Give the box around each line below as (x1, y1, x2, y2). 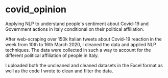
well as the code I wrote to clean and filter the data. (5, 68, 113, 74)
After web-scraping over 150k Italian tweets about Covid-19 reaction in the (5, 36, 162, 42)
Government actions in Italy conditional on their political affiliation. (5, 26, 145, 32)
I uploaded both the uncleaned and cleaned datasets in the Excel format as (5, 62, 163, 68)
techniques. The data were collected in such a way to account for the (5, 47, 151, 53)
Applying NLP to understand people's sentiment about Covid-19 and (5, 21, 149, 27)
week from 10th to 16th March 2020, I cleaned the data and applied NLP (5, 41, 157, 47)
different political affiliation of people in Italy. (5, 52, 99, 59)
